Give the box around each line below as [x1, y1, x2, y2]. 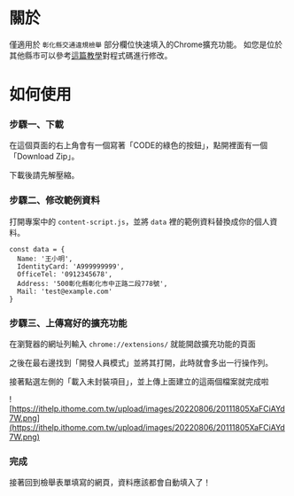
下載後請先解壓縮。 [9, 170, 80, 181]
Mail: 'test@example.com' [17, 287, 113, 296]
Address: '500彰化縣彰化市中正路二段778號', [17, 279, 168, 288]
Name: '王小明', [17, 254, 73, 263]
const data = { [9, 244, 66, 253]
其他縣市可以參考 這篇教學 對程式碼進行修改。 [9, 50, 173, 60]
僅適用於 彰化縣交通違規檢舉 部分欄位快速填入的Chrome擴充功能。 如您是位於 [9, 39, 283, 50]
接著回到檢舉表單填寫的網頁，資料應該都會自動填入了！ [9, 477, 211, 488]
